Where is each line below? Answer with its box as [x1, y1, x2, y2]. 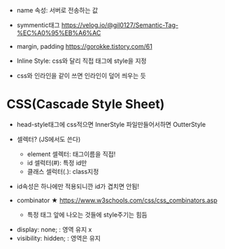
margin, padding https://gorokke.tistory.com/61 [16, 43, 153, 50]
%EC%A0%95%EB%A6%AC [16, 29, 101, 37]
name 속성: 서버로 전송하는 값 [16, 6, 99, 14]
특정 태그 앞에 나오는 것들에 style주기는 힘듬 [27, 210, 147, 218]
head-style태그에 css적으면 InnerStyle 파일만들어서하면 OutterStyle [16, 120, 206, 128]
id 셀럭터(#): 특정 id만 [27, 158, 87, 167]
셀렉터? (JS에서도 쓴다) [16, 135, 81, 143]
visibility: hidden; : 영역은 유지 [16, 234, 101, 242]
